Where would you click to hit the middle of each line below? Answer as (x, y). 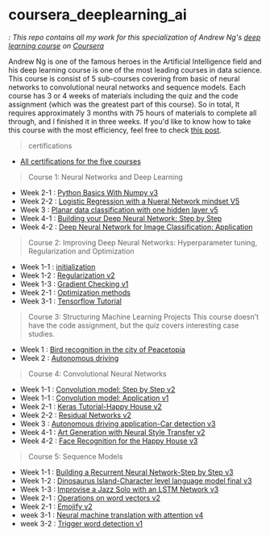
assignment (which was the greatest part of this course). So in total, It (124, 104)
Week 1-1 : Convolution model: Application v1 (94, 398)
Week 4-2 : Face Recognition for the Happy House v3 (109, 441)
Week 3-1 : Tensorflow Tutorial (71, 301)
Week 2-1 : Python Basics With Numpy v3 (89, 192)
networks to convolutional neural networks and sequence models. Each (127, 87)
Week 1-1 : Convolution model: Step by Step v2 (98, 389)
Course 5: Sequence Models (75, 456)
